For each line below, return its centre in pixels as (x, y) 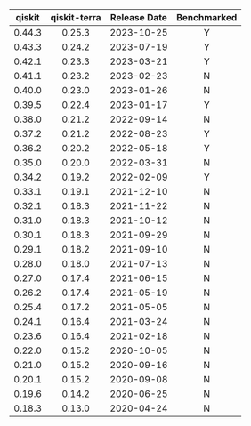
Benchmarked (207, 17)
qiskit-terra (76, 17)
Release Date (138, 17)
